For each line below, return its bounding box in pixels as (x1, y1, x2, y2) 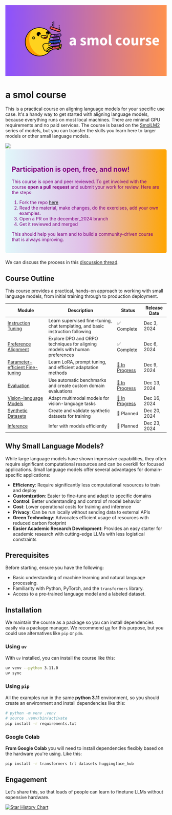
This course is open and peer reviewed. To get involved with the (12, 178, 147, 185)
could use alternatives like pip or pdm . (5, 630, 83, 637)
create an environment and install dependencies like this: (5, 700, 125, 706)
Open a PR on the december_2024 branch (19, 216, 109, 222)
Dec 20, (143, 407, 161, 414)
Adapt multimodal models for (48, 395, 110, 401)
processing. (12, 580, 38, 586)
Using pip (5, 683, 30, 690)
